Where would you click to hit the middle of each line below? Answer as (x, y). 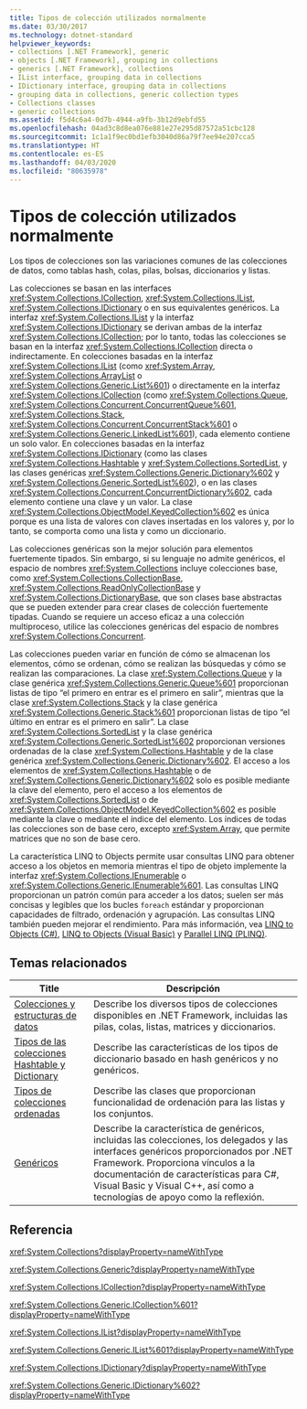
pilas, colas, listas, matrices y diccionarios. (185, 1027)
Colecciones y (45, 1004)
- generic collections (53, 112)
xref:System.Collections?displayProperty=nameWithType (116, 1251)
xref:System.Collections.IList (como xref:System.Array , (112, 366)
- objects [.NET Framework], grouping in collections (114, 60)
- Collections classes (53, 103)
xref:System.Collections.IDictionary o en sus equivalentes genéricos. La (145, 308)
